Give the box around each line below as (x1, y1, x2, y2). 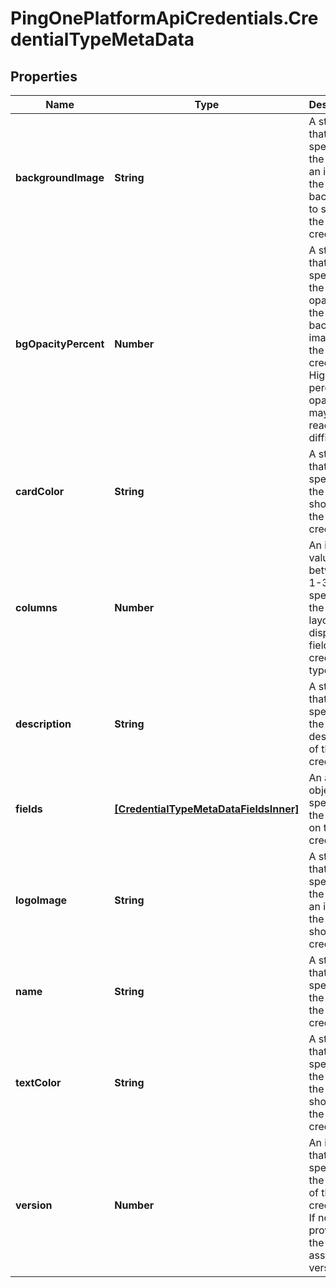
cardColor (15, 485, 65, 498)
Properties (10, 68, 78, 85)
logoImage (15, 893, 68, 907)
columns (15, 601, 58, 614)
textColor (15, 1076, 62, 1089)
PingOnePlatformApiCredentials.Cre (10, 7, 319, 30)
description (15, 717, 72, 731)
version (15, 1198, 53, 1212)
